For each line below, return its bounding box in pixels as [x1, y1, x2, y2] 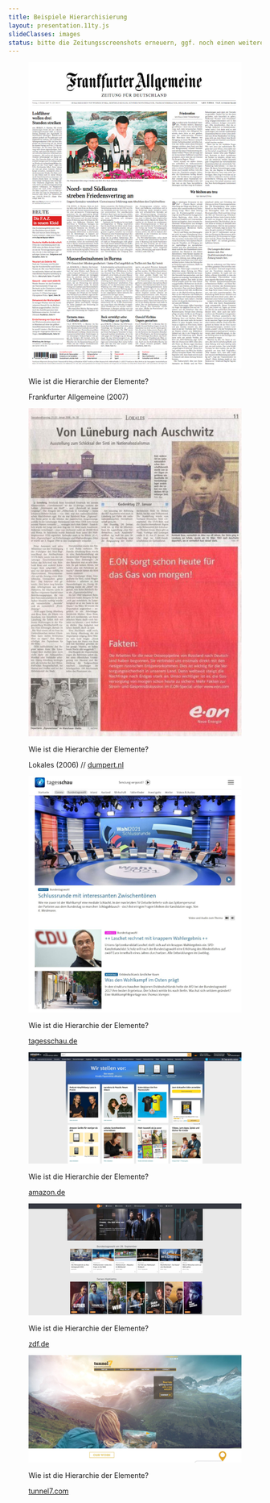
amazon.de [28, 1188, 66, 1197]
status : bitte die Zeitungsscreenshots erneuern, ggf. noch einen [8, 39, 235, 47]
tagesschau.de [28, 1036, 78, 1046]
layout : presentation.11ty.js [8, 21, 110, 30]
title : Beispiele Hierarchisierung [8, 13, 128, 21]
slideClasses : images [8, 30, 81, 38]
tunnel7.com [28, 1486, 69, 1496]
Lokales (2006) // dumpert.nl [28, 760, 125, 770]
